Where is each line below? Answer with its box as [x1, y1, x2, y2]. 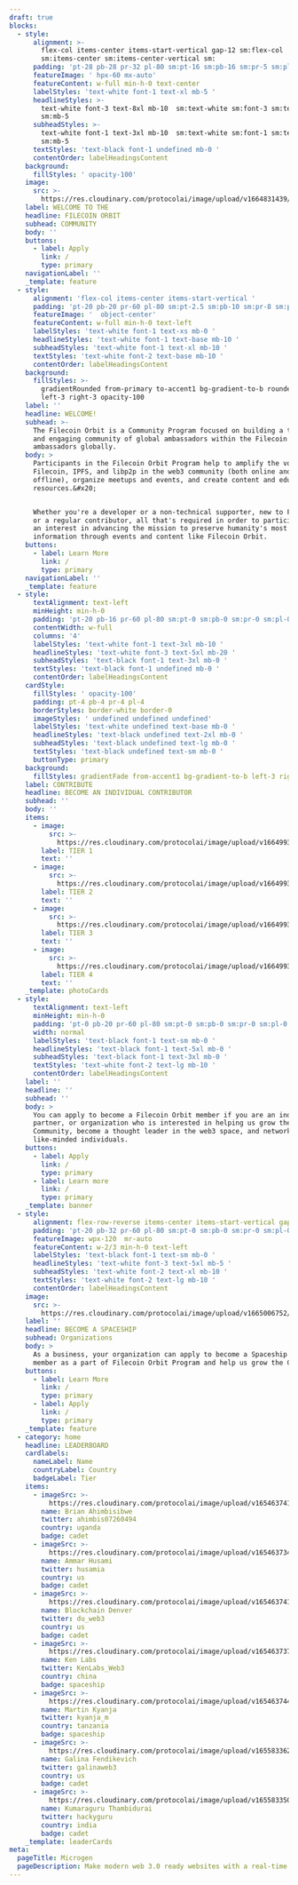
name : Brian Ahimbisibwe [41, 1507, 133, 1515]
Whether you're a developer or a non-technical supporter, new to [32, 507, 284, 516]
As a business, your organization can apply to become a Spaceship [32, 1349, 288, 1359]
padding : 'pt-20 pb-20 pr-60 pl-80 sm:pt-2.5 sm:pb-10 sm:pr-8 [32, 302, 272, 311]
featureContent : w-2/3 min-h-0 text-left [32, 1243, 189, 1252]
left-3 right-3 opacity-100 [41, 393, 145, 402]
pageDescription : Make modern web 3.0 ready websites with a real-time [17, 1862, 288, 1871]
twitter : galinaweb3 [41, 1762, 117, 1772]
